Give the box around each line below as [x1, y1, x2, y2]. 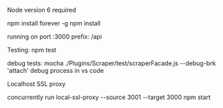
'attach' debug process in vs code [7, 67, 105, 74]
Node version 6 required [7, 6, 76, 14]
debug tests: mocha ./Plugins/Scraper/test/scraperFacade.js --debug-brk [7, 59, 216, 67]
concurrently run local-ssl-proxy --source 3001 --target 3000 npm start [7, 93, 211, 101]
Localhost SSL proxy [7, 80, 66, 88]
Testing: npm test [7, 46, 56, 54]
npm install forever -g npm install [7, 19, 101, 27]
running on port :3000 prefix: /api [7, 32, 102, 41]
